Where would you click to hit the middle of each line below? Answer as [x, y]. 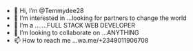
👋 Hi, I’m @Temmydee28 [49, 11]
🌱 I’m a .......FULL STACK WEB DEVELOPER [74, 25]
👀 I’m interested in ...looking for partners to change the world [100, 18]
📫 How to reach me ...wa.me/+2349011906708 [81, 40]
